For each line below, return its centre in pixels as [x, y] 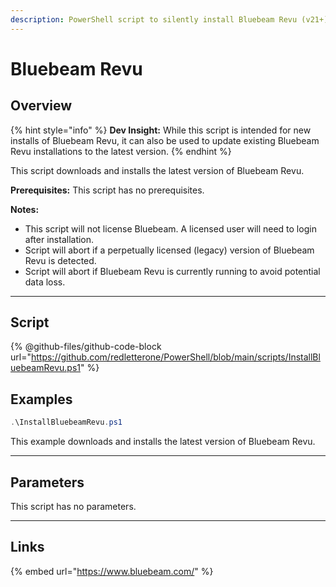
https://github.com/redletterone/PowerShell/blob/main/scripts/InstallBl [175, 357]
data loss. [45, 282]
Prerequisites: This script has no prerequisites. [107, 190]
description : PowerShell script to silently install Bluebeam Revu [154, 19]
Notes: [25, 209]
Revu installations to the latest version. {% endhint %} [121, 151]
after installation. [59, 239]
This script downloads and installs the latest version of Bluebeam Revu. [157, 170]
